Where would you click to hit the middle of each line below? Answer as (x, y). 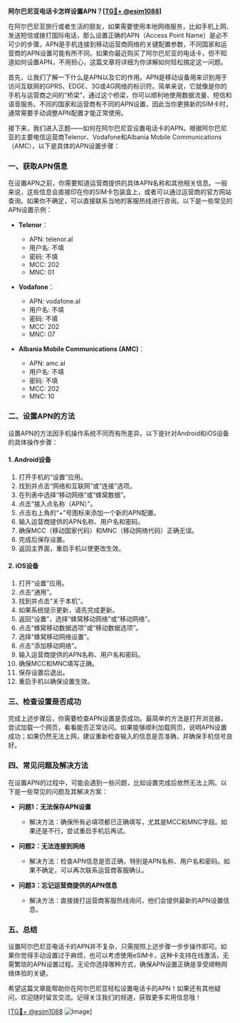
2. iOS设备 (24, 566)
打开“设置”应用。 (43, 583)
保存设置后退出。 (43, 672)
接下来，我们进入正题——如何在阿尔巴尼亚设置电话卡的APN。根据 (105, 128)
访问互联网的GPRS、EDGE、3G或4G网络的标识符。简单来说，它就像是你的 (118, 86)
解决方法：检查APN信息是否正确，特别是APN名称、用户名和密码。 (126, 861)
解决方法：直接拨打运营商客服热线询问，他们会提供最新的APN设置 (126, 900)
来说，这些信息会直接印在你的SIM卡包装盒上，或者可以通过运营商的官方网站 (120, 192)
